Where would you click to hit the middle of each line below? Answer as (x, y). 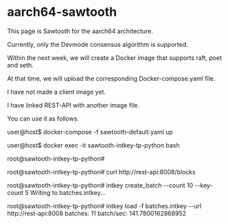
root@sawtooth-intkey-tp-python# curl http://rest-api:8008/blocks (101, 172)
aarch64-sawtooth (62, 12)
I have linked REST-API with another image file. (73, 105)
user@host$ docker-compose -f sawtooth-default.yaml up (90, 132)
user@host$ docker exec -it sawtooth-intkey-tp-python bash (93, 145)
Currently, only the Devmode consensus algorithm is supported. (98, 44)
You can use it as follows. (43, 119)
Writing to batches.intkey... (68, 192)
